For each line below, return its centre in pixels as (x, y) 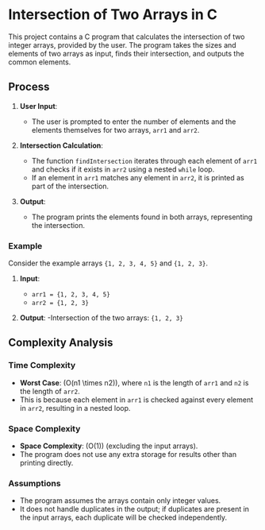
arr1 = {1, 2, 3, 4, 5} (71, 295)
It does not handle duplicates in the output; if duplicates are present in (134, 509)
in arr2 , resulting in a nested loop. (75, 408)
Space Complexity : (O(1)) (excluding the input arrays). (109, 446)
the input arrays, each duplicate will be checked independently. (123, 517)
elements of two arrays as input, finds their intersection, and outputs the (126, 53)
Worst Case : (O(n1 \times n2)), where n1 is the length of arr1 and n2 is (134, 382)
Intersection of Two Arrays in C (113, 15)
